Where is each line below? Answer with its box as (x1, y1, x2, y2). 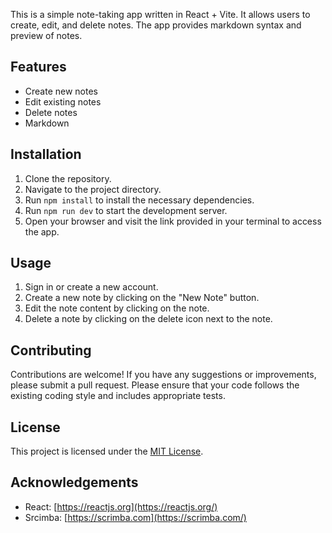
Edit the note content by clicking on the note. (24, 302, 210, 314)
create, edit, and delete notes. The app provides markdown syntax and (10, 19, 302, 31)
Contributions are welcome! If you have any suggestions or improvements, (10, 369, 317, 381)
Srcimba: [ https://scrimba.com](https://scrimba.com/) (24, 511, 247, 523)
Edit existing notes (24, 95, 102, 108)
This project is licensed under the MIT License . (10, 445, 204, 458)
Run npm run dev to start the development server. (24, 204, 228, 216)
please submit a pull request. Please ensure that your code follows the (10, 379, 300, 391)
